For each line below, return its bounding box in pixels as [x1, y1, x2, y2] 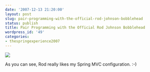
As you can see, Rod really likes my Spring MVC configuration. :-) [5, 61, 137, 67]
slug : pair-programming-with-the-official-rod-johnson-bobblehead [5, 16, 143, 21]
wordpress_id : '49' [5, 30, 45, 35]
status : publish [5, 20, 38, 26]
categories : [5, 35, 29, 39]
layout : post [5, 12, 32, 17]
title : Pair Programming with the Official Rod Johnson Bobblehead [5, 25, 146, 30]
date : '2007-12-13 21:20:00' [5, 7, 64, 12]
